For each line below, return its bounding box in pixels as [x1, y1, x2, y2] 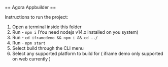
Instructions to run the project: [5, 14, 69, 20]
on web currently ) [12, 56, 51, 62]
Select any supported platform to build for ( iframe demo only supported [12, 50, 163, 56]
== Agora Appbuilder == [5, 5, 56, 10]
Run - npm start [12, 40, 46, 46]
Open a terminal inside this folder [12, 24, 82, 30]
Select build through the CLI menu [12, 45, 84, 51]
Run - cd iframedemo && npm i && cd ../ [12, 35, 98, 40]
